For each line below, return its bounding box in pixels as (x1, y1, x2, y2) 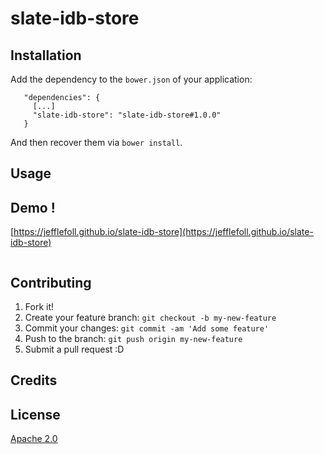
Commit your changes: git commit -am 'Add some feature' (24, 322, 270, 334)
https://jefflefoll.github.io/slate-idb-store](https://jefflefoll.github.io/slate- (13, 226, 314, 238)
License (10, 406, 61, 423)
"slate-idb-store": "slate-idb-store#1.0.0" (32, 110, 222, 120)
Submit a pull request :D (24, 343, 125, 356)
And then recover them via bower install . (10, 137, 183, 148)
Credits (10, 372, 58, 389)
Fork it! (24, 301, 55, 313)
